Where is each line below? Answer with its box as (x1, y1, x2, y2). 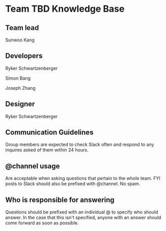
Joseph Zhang (5, 85, 36, 91)
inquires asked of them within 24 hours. (5, 147, 89, 153)
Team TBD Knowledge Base (5, 3, 125, 15)
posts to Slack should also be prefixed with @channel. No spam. (5, 181, 141, 187)
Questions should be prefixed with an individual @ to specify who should (5, 209, 158, 215)
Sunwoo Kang (5, 37, 35, 43)
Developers (5, 52, 43, 60)
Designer (5, 100, 35, 109)
